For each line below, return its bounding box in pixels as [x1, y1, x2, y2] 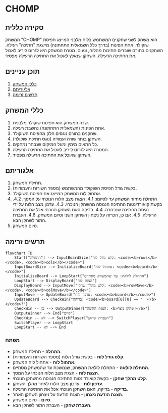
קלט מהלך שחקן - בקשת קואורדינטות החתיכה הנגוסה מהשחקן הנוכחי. [12, 375, 147, 381]
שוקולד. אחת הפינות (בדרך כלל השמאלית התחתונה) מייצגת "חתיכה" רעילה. [5, 42, 149, 48]
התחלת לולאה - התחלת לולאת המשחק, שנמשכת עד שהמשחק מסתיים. [12, 364, 150, 371]
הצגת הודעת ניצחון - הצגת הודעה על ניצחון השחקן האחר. [12, 391, 124, 397]
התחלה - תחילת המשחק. [12, 348, 62, 354]
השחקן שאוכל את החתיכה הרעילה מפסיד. [12, 152, 92, 158]
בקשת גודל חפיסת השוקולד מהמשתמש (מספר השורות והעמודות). [12, 185, 137, 191]
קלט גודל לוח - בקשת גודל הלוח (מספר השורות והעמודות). [12, 353, 125, 359]
